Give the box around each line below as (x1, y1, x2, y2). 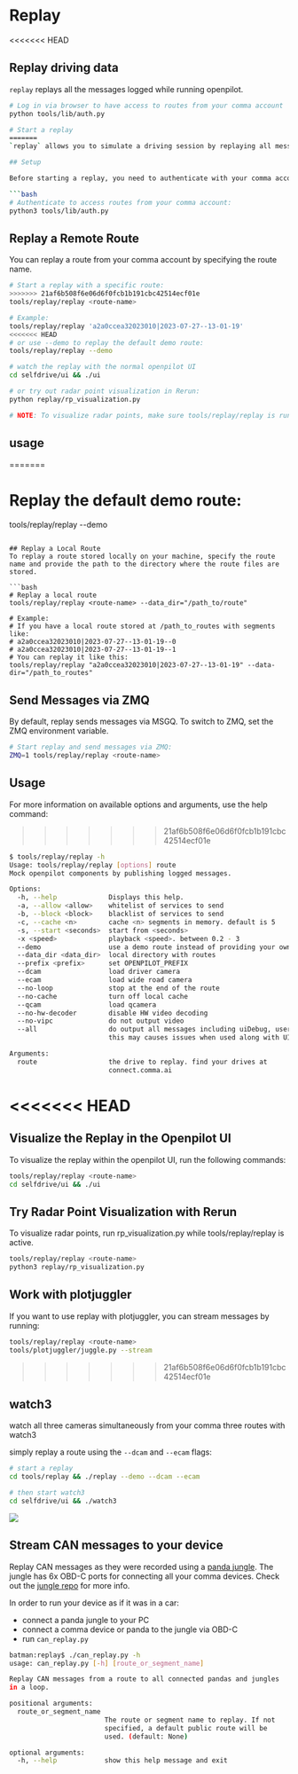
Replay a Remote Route (9, 231, 140, 246)
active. (9, 1237, 34, 1248)
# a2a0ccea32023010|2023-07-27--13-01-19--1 (9, 645, 176, 655)
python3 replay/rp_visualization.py (9, 1263, 145, 1272)
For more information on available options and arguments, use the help (9, 799, 268, 810)
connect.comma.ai (107, 1065, 173, 1074)
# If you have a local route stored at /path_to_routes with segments (9, 622, 276, 631)
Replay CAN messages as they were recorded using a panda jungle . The (9, 1561, 274, 1572)
